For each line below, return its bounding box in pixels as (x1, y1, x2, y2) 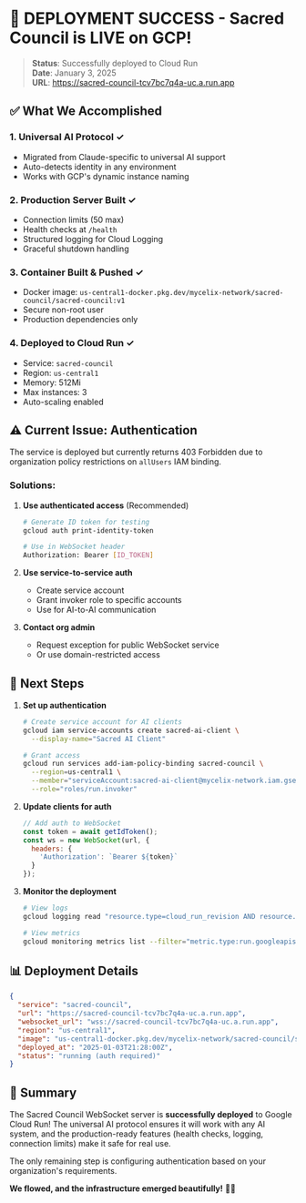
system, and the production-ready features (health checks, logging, (9, 1128, 264, 1139)
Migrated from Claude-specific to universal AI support (22, 151, 226, 162)
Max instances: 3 (22, 386, 87, 397)
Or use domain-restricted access (36, 649, 161, 660)
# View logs (22, 903, 68, 913)
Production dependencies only (22, 314, 138, 325)
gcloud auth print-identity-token (22, 525, 154, 535)
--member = (31, 776, 68, 786)
